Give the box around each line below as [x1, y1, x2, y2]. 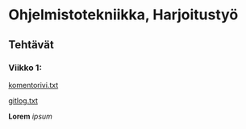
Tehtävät [8, 38, 54, 52]
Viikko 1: [8, 62, 43, 73]
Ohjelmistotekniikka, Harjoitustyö [8, 6, 239, 24]
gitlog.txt [8, 95, 39, 106]
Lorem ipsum [8, 111, 52, 121]
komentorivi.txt [8, 80, 59, 89]
